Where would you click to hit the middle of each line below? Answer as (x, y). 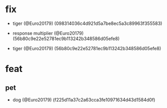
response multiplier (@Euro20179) (48, 33)
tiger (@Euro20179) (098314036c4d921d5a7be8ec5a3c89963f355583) (87, 23)
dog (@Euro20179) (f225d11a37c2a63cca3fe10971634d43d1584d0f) (84, 99)
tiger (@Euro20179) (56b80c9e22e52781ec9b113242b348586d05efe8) (87, 48)
